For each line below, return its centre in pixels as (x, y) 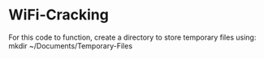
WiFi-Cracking (59, 15)
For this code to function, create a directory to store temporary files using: (132, 37)
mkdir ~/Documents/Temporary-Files (70, 45)
